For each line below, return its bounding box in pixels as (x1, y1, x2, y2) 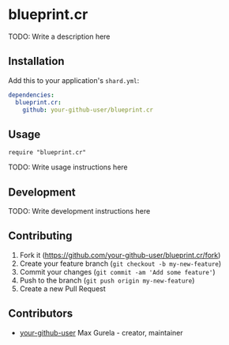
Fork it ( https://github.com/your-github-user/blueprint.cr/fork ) (19, 250, 221, 260)
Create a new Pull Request (19, 283, 107, 294)
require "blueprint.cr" (8, 149, 87, 157)
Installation (8, 55, 65, 68)
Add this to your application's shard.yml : (8, 75, 140, 85)
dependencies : (8, 91, 55, 99)
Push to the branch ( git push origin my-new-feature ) (19, 275, 195, 285)
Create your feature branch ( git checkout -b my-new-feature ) (19, 259, 222, 268)
